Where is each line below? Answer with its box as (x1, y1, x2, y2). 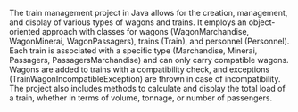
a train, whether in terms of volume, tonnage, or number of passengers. (9, 92, 273, 103)
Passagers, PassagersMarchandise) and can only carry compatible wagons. (9, 55, 289, 65)
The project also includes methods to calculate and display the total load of (9, 84, 286, 93)
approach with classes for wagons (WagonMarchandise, (41, 27, 250, 36)
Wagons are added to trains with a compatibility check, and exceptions (9, 64, 270, 75)
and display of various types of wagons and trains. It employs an (9, 17, 247, 28)
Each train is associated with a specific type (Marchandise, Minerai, (9, 45, 258, 56)
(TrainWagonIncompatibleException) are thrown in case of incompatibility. (9, 74, 281, 84)
